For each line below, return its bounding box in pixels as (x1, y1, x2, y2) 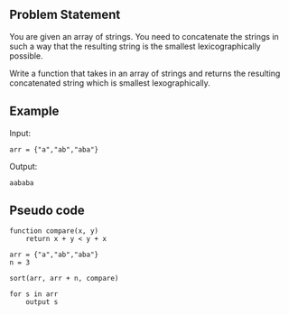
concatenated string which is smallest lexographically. (9, 77, 210, 88)
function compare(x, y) (9, 227, 99, 236)
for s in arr (9, 290, 59, 299)
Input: (9, 127, 32, 138)
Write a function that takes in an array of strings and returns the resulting (9, 68, 281, 79)
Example (9, 104, 60, 119)
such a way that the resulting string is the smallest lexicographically (9, 41, 261, 51)
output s (25, 298, 59, 307)
